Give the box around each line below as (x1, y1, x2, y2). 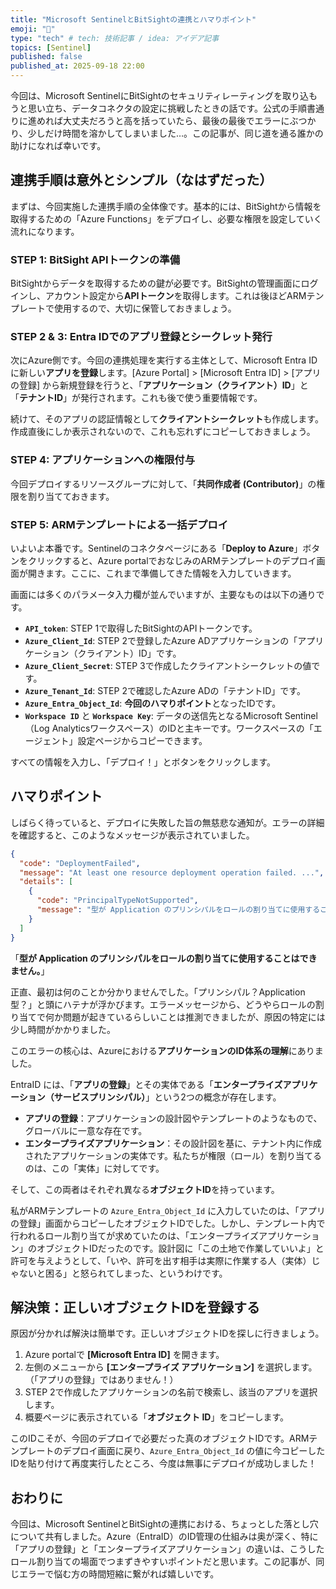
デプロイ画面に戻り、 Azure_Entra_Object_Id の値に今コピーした (62, 1445, 326, 1457)
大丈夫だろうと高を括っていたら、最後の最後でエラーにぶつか (62, 115, 317, 126)
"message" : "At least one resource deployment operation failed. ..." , (19, 867, 325, 878)
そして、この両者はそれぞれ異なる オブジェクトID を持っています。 (10, 1183, 280, 1195)
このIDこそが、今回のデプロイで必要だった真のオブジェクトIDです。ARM (10, 1432, 310, 1445)
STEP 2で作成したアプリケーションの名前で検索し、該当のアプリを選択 (24, 1386, 318, 1398)
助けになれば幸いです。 (10, 140, 107, 151)
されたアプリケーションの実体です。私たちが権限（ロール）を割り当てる (24, 1149, 323, 1161)
